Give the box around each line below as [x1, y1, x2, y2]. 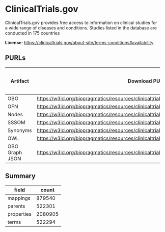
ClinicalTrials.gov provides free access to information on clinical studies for [5, 20, 157, 26]
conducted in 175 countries [5, 30, 60, 36]
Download [127, 77, 152, 84]
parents [7, 203, 26, 209]
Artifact [10, 77, 29, 84]
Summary [5, 172, 36, 180]
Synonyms [7, 127, 32, 133]
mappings [7, 195, 31, 202]
